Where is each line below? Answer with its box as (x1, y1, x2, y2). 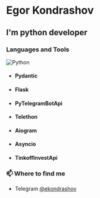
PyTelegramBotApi (14, 100, 62, 107)
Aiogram (14, 126, 37, 134)
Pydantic (14, 72, 37, 79)
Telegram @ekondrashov (14, 185, 77, 193)
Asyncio (14, 141, 36, 148)
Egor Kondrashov (6, 4, 94, 17)
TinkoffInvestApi (14, 154, 58, 162)
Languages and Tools (6, 45, 70, 54)
